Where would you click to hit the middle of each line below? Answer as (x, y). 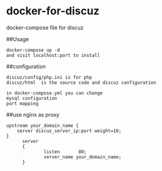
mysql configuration (32, 98)
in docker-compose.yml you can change (54, 93)
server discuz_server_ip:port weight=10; (69, 131)
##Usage (18, 39)
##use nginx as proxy (33, 114)
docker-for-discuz (53, 11)
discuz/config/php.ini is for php (49, 77)
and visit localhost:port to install (53, 55)
